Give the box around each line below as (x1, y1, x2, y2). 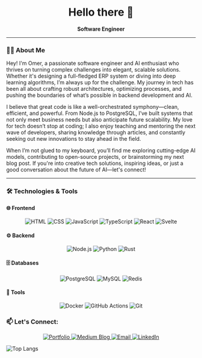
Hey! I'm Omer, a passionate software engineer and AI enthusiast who (6, 60, 179, 67)
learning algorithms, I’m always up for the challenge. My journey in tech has (6, 79, 194, 86)
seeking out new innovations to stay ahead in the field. (6, 135, 141, 143)
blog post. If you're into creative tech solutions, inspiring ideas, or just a (6, 159, 183, 167)
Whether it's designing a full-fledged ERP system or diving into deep (6, 72, 176, 80)
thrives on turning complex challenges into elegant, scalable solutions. (6, 66, 181, 73)
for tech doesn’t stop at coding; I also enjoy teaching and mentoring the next (6, 123, 196, 130)
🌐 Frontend (6, 204, 35, 211)
